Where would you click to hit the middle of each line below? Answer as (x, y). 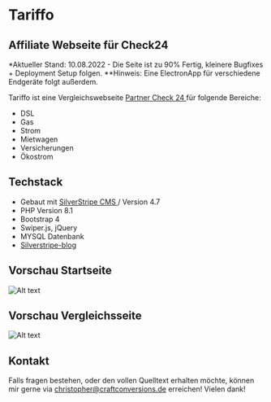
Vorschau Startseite (60, 271)
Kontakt (29, 361)
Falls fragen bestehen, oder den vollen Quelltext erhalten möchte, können (131, 381)
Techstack (36, 182)
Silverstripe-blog (48, 245)
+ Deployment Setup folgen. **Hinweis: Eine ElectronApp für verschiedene (135, 73)
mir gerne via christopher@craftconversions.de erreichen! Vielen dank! (127, 389)
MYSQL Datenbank (52, 236)
